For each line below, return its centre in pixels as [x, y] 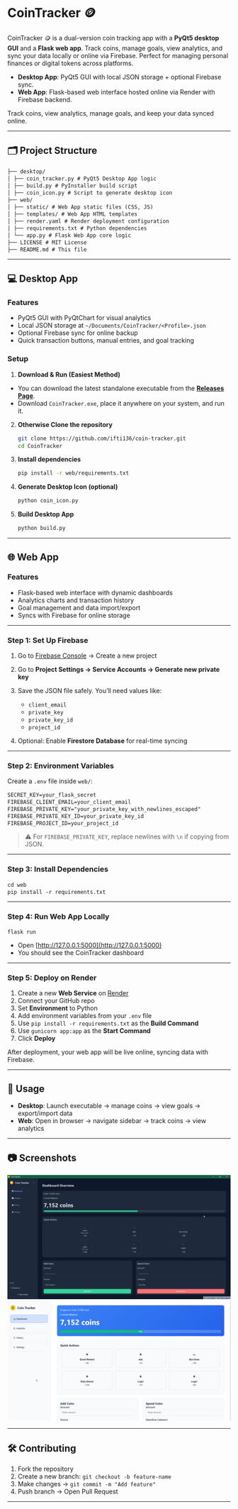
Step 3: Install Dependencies [58, 869]
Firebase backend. [45, 99]
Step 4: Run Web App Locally [58, 917]
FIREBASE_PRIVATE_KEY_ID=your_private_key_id [75, 817]
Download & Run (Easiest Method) [69, 374]
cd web [17, 885]
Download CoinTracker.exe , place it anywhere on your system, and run [121, 403]
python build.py [41, 529]
